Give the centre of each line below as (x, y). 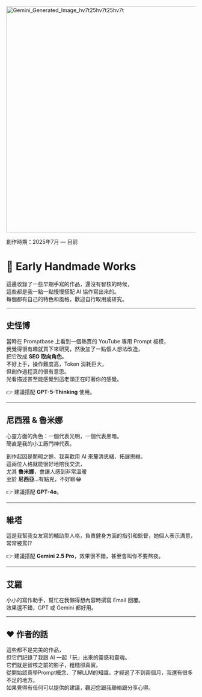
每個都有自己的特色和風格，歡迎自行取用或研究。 (67, 299)
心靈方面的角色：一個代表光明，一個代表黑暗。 (64, 436)
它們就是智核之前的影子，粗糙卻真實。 (54, 665)
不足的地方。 (22, 680)
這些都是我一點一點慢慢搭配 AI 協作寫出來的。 (63, 291)
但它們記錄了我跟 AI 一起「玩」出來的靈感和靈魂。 (68, 657)
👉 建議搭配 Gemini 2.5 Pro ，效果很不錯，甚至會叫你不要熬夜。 (85, 556)
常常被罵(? (19, 543)
